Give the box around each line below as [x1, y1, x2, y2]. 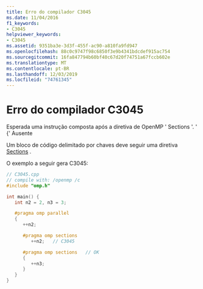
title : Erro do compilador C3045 [6, 9, 91, 15]
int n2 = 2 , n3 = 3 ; [14, 199, 67, 206]
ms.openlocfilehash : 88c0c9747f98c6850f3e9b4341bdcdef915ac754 [6, 49, 171, 55]
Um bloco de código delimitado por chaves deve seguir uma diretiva [6, 141, 178, 149]
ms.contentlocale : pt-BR [6, 65, 69, 72]
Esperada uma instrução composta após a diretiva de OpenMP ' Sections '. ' [6, 123, 198, 131]
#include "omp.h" [6, 183, 51, 189]
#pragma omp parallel [14, 211, 69, 217]
